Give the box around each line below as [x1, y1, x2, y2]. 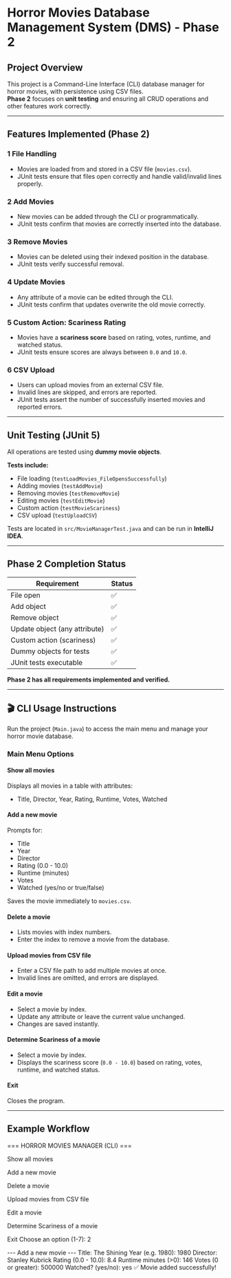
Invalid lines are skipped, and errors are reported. [16, 388, 157, 396]
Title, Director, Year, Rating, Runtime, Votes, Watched [16, 795, 168, 803]
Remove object [10, 612, 59, 622]
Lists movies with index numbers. [16, 928, 112, 936]
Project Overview [7, 61, 83, 73]
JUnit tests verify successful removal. [16, 260, 124, 269]
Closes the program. [7, 1096, 65, 1105]
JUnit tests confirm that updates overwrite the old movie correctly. [16, 300, 206, 309]
